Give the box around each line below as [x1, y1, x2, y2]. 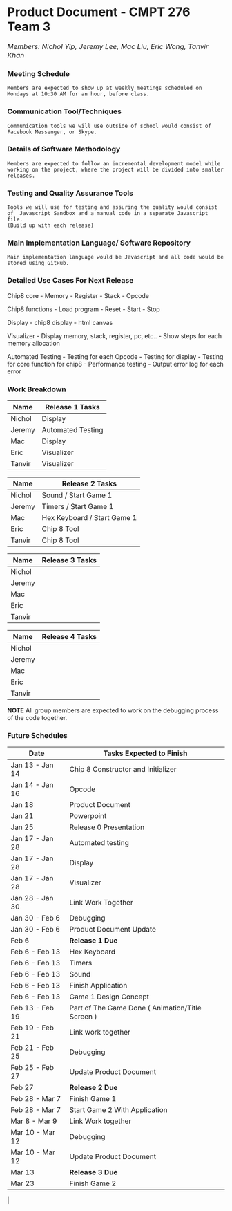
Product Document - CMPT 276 [7, 4, 191, 20]
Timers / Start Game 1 [41, 502, 114, 512]
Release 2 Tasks [61, 479, 117, 488]
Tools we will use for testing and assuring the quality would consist [7, 204, 217, 211]
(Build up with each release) [7, 222, 95, 229]
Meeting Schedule [7, 68, 70, 78]
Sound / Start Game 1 [41, 490, 113, 500]
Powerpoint [69, 811, 107, 821]
